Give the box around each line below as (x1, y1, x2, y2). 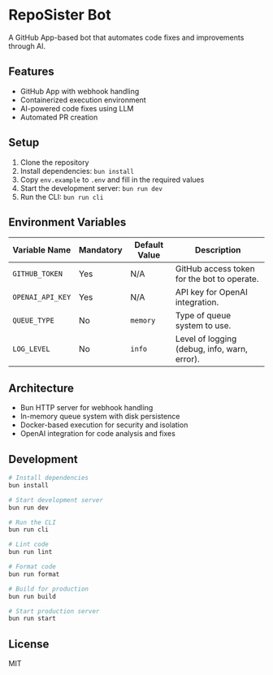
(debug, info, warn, (175, 344, 248, 355)
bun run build (8, 592, 57, 600)
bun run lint (8, 548, 53, 556)
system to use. (175, 320, 232, 331)
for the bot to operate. (175, 274, 259, 285)
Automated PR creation (19, 112, 98, 122)
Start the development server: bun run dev (19, 183, 162, 193)
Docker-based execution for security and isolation (19, 420, 188, 430)
